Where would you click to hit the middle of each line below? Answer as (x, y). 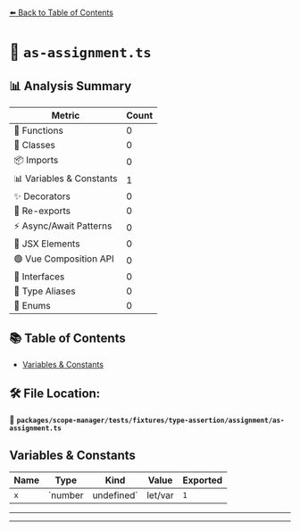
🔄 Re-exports (42, 211)
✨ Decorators (42, 196)
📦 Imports (36, 160)
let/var (160, 495)
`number (66, 495)
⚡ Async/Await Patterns (63, 226)
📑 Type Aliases (45, 291)
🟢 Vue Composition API (64, 259)
